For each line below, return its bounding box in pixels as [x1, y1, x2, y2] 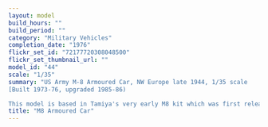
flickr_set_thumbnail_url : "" [8, 56, 109, 64]
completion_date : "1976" [8, 41, 91, 49]
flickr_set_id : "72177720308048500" [8, 48, 130, 56]
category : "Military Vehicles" [8, 33, 112, 42]
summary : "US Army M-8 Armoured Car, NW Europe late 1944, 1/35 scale [8, 78, 248, 86]
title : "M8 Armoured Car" [8, 107, 94, 115]
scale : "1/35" [8, 71, 56, 79]
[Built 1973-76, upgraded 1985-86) [8, 85, 127, 94]
